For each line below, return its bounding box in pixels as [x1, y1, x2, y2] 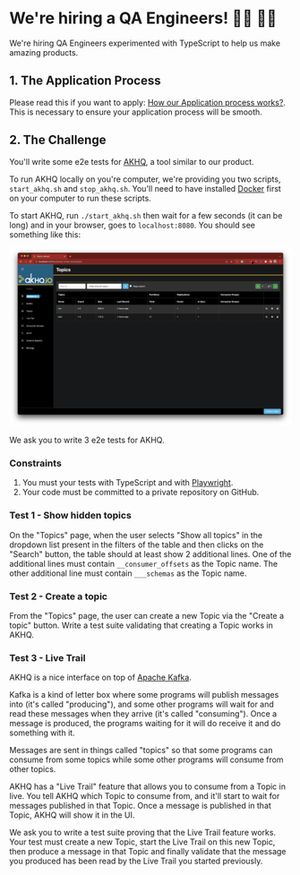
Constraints [9, 457, 63, 469]
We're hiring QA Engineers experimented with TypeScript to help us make [9, 38, 280, 48]
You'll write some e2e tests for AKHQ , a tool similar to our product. [9, 156, 254, 167]
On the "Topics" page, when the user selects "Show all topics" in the [9, 529, 262, 540]
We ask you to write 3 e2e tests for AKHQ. [9, 434, 165, 445]
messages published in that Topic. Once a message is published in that [9, 801, 271, 811]
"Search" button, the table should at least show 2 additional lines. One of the [9, 548, 292, 559]
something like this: [9, 228, 81, 240]
